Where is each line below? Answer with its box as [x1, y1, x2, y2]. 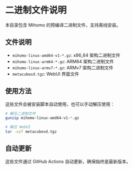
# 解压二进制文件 [5, 111, 36, 116]
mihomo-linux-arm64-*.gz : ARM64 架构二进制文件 [12, 58, 114, 64]
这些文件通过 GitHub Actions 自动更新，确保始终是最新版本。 [5, 158, 131, 165]
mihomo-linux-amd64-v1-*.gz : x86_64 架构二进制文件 [12, 52, 120, 58]
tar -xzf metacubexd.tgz [5, 129, 57, 135]
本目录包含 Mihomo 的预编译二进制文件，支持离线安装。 [5, 22, 121, 28]
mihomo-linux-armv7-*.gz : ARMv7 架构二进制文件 [12, 64, 113, 70]
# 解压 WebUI [5, 125, 31, 130]
